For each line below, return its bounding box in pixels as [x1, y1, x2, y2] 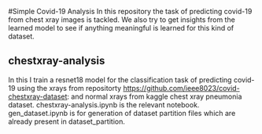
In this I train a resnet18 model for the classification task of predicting [8, 74, 232, 85]
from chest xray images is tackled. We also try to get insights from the [8, 15, 236, 24]
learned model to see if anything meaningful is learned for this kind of [8, 24, 234, 32]
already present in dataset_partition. [8, 117, 126, 126]
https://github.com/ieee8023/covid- [123, 83, 240, 92]
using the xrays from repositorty [17, 83, 122, 92]
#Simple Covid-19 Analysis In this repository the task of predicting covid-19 [8, 7, 253, 16]
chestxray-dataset [8, 92, 68, 101]
